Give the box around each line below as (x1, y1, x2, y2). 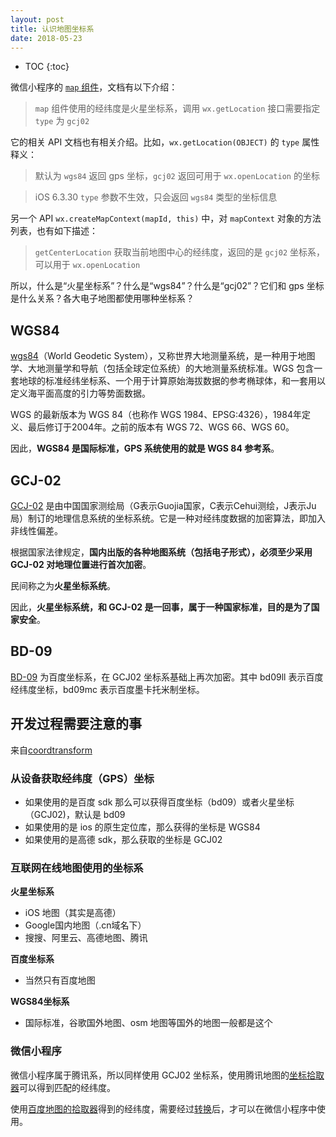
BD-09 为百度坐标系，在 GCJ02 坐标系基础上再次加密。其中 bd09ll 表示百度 (10, 671, 324, 683)
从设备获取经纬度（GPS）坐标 (10, 771, 155, 785)
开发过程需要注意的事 (10, 716, 142, 733)
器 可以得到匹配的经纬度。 (10, 1081, 116, 1093)
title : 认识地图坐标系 (10, 24, 95, 34)
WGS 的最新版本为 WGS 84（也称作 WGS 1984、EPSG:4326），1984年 (10, 409, 302, 421)
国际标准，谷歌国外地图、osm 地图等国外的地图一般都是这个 (24, 1017, 273, 1029)
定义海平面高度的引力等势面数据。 (10, 387, 151, 400)
